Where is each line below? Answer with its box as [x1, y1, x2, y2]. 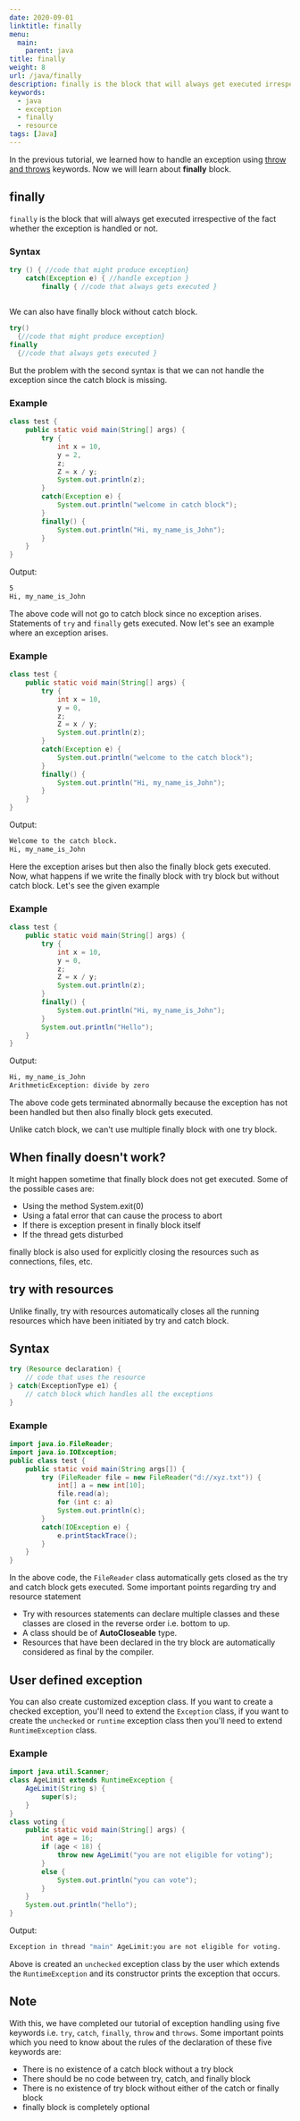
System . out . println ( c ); [56, 1506, 146, 1515]
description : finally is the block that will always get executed [9, 80, 262, 89]
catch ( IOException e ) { [41, 1522, 129, 1531]
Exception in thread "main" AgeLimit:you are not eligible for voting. [9, 1943, 281, 1952]
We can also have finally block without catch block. [9, 306, 198, 318]
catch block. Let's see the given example [9, 880, 161, 890]
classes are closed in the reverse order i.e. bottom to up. [21, 1618, 230, 1629]
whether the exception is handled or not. [9, 223, 159, 234]
